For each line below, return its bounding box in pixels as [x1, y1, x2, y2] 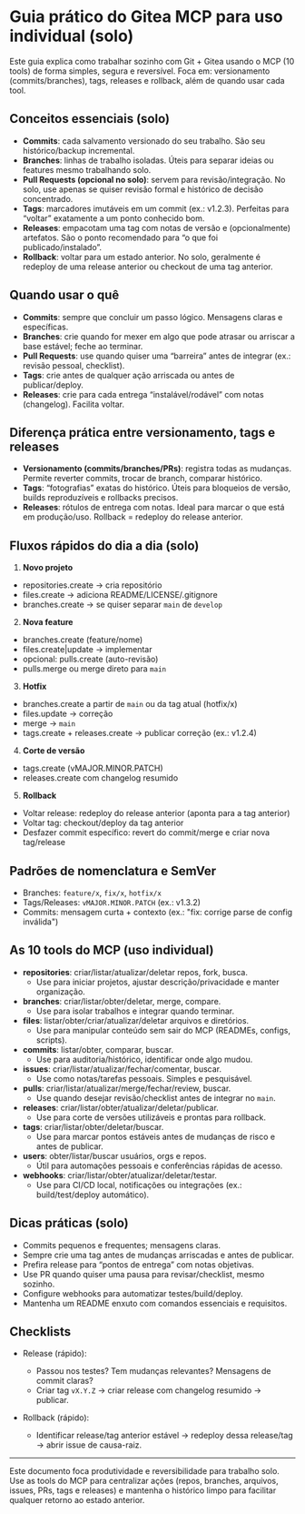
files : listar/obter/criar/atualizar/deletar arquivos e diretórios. [22, 1014, 250, 1025]
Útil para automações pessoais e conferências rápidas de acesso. [35, 1160, 283, 1171]
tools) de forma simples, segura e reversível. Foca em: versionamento [9, 66, 271, 76]
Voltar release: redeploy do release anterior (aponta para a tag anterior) [22, 808, 290, 819]
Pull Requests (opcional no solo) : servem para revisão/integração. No [22, 174, 286, 185]
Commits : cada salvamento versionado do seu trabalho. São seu [22, 135, 266, 146]
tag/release [22, 837, 66, 848]
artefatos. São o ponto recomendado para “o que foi [22, 232, 219, 243]
